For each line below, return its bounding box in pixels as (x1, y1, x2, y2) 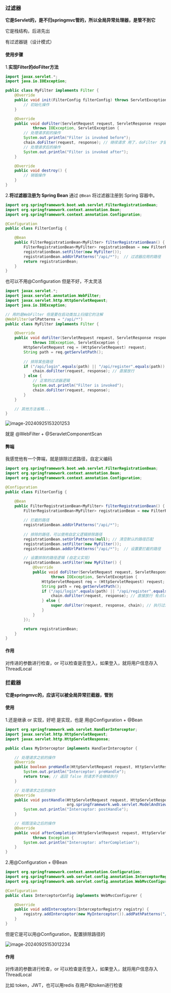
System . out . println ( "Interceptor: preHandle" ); (23, 769, 126, 774)
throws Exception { (32, 835, 74, 840)
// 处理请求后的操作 (23, 145, 61, 150)
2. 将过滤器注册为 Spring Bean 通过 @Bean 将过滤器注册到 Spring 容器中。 (5, 192, 158, 198)
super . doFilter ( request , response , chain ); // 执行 (50, 603, 161, 608)
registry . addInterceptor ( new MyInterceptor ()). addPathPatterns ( (23, 912, 163, 917)
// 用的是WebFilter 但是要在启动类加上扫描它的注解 (5, 312, 103, 317)
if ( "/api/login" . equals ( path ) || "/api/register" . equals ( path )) (23, 364, 165, 369)
